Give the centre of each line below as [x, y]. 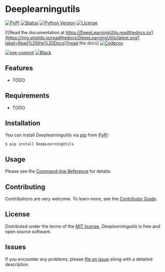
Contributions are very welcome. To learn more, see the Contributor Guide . [81, 199]
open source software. [28, 231]
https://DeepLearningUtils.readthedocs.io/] [110, 32]
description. [17, 264]
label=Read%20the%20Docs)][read [42, 43]
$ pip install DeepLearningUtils [40, 144]
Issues [16, 247]
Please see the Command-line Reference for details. [58, 171]
